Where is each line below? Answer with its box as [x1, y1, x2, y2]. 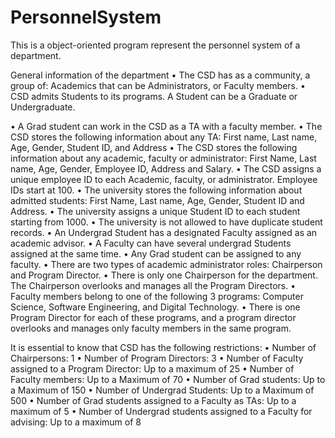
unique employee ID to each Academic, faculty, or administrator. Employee [10, 173, 318, 185]
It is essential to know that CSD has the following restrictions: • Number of [10, 341, 317, 353]
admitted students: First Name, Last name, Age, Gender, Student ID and [10, 194, 305, 206]
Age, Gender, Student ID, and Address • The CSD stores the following [10, 141, 298, 153]
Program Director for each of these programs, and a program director [10, 311, 297, 323]
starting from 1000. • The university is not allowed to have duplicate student [10, 216, 323, 228]
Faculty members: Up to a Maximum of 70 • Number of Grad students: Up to [10, 373, 326, 385]
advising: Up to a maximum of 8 [10, 416, 142, 428]
